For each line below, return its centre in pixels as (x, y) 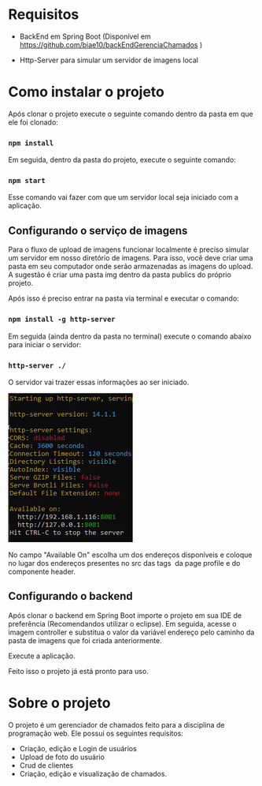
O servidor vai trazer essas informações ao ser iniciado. (99, 382)
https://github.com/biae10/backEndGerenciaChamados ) (111, 44)
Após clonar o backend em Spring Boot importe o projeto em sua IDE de (125, 615)
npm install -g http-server (62, 320)
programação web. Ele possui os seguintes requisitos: (96, 733)
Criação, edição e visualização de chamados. (93, 773)
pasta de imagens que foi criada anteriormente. (85, 640)
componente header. (42, 571)
